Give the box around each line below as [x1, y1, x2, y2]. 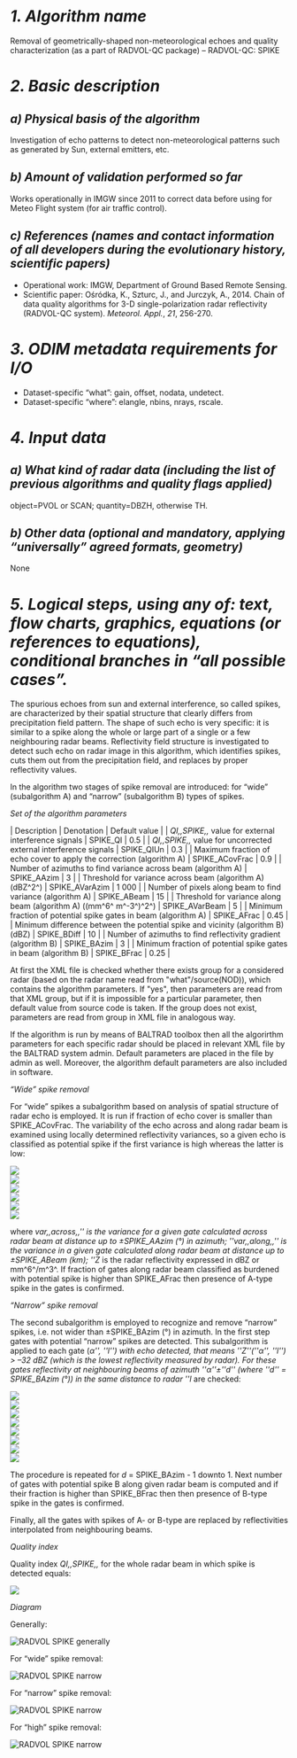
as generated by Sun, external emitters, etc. [10, 144, 170, 154]
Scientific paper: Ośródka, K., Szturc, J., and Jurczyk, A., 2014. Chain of [22, 289, 286, 299]
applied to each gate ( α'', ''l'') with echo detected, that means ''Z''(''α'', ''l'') [10, 1345, 286, 1357]
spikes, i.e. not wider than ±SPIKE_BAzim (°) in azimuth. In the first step [10, 1326, 270, 1337]
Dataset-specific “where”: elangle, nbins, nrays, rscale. [22, 396, 224, 407]
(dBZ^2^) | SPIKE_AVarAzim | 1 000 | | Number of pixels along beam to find [10, 882, 282, 892]
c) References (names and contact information [10, 229, 275, 244]
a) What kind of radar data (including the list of [10, 463, 276, 478]
